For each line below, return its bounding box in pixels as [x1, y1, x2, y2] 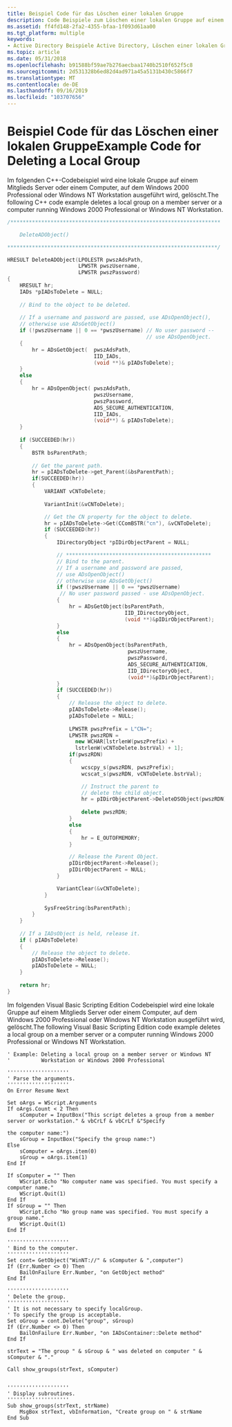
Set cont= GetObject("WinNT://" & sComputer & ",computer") [7, 1257, 184, 1264]
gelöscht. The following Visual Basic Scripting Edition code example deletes [7, 1023, 221, 1031]
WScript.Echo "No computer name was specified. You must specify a [19, 1178, 217, 1185]
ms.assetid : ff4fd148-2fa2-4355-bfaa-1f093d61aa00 [7, 23, 156, 30]
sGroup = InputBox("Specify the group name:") [19, 1136, 156, 1142]
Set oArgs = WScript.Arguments [7, 1099, 97, 1106]
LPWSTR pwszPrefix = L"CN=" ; [68, 725, 153, 733]
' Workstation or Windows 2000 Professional [7, 1057, 166, 1063]
